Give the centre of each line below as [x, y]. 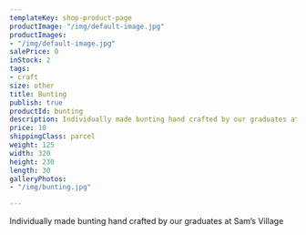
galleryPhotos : [38, 179]
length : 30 [30, 170]
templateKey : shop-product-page [71, 18]
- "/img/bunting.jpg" [51, 188]
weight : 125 [32, 145]
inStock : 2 [30, 60]
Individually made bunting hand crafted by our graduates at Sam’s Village [147, 221]
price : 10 [28, 128]
